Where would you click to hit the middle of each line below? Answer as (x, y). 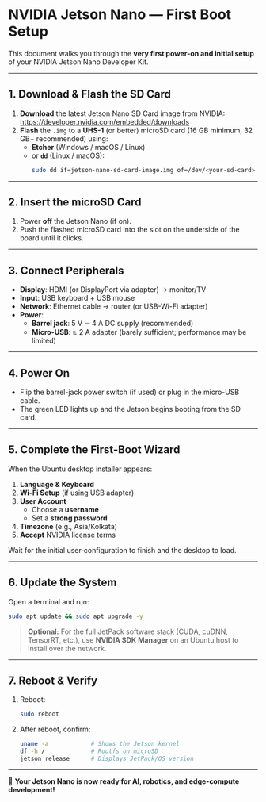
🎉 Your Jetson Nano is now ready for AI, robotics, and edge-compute (124, 781)
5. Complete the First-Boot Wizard (94, 450)
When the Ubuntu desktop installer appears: (80, 469)
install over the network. (67, 648)
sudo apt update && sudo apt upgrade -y (76, 616)
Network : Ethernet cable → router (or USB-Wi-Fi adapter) (114, 306)
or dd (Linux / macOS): (68, 155)
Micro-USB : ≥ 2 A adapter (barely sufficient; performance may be (139, 332)
